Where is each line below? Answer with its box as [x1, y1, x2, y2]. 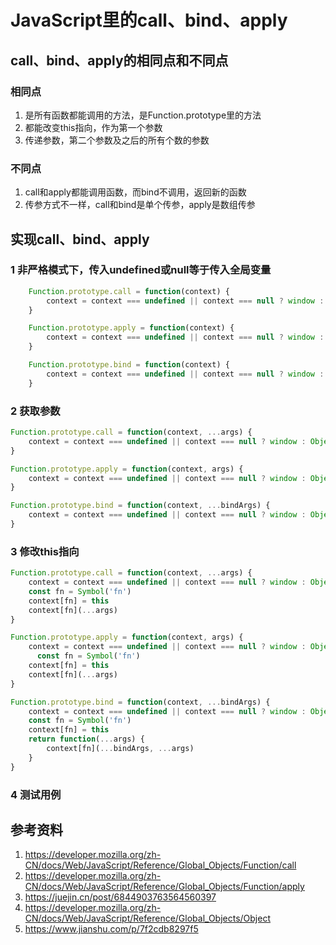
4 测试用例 [10, 787, 62, 801]
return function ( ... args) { [28, 734, 145, 745]
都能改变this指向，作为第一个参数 [24, 121, 163, 133]
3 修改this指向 [10, 544, 80, 558]
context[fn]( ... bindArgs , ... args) [46, 744, 195, 754]
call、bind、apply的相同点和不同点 [10, 52, 229, 69]
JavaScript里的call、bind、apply [10, 9, 288, 32]
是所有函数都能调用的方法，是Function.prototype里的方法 [24, 109, 262, 121]
